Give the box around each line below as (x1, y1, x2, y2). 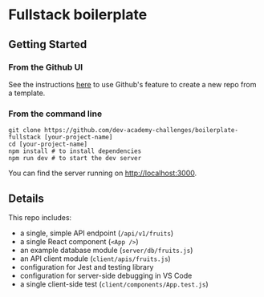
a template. (8, 88, 46, 98)
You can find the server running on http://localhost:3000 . (8, 168, 197, 178)
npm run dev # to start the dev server (8, 155, 142, 163)
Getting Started (8, 38, 87, 51)
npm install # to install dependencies (8, 147, 142, 155)
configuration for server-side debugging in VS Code (19, 271, 193, 280)
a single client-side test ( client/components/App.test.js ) (19, 279, 209, 289)
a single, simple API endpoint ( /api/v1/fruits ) (19, 228, 174, 238)
